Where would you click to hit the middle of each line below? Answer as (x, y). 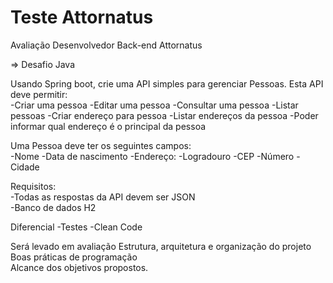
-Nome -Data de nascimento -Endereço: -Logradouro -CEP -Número (152, 156)
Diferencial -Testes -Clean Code (76, 227)
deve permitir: (39, 94)
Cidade (25, 167)
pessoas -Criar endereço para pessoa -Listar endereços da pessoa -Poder (164, 115)
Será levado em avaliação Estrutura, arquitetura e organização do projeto (161, 246)
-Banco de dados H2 (53, 207)
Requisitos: (33, 186)
